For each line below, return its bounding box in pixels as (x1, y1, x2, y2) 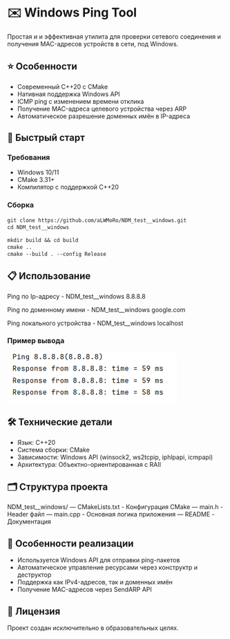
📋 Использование (7, 270, 91, 282)
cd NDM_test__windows (7, 223, 70, 231)
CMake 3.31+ (17, 176, 55, 184)
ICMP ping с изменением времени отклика (17, 97, 144, 105)
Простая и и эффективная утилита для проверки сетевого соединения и (7, 32, 221, 41)
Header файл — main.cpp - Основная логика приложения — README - (7, 510, 215, 519)
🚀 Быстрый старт (7, 132, 85, 144)
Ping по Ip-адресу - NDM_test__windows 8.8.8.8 (7, 292, 146, 300)
